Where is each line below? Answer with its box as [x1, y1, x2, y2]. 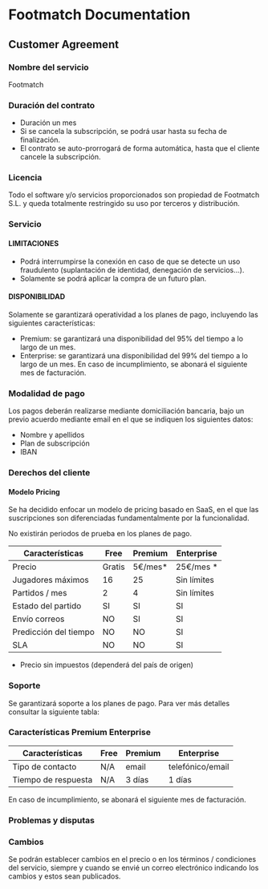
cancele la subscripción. [19, 152, 101, 162]
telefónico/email [168, 761, 229, 772]
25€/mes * [175, 561, 218, 572]
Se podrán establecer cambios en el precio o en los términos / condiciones [8, 855, 257, 864]
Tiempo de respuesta [12, 774, 93, 785]
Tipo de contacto [12, 761, 77, 772]
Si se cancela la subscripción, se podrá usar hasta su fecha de [19, 127, 227, 136]
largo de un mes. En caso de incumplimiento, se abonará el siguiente [19, 359, 248, 369]
